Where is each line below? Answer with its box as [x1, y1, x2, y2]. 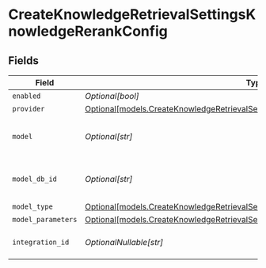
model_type [12, 202, 53, 211]
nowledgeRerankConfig [8, 22, 168, 40]
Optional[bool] [84, 91, 140, 101]
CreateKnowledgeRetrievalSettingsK [8, 6, 256, 24]
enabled [12, 92, 41, 100]
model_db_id [12, 175, 58, 183]
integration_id [12, 238, 70, 247]
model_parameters [12, 215, 78, 224]
